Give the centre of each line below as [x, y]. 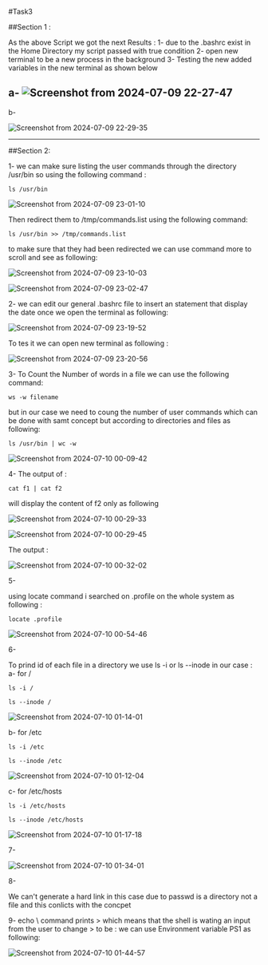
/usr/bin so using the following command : [77, 174]
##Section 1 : [30, 27]
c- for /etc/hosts [35, 791]
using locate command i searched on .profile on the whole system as [122, 596]
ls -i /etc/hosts [37, 805]
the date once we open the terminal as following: [89, 312]
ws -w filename [33, 397]
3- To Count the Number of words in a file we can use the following [119, 374]
